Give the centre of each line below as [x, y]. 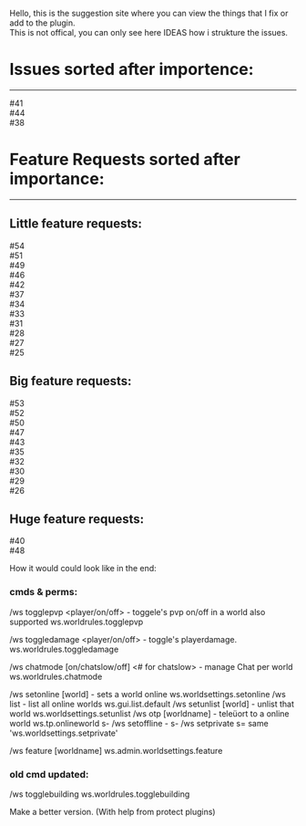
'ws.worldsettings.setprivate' [64, 733]
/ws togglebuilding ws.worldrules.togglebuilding [100, 794]
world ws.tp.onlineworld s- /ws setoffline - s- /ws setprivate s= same [139, 723]
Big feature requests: [71, 381]
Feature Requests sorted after [125, 160]
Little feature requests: [76, 224]
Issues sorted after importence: [132, 70]
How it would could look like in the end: [83, 569]
